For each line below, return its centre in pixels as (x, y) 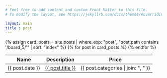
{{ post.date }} (24, 68)
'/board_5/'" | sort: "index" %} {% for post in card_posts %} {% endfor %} (81, 47)
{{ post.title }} (60, 68)
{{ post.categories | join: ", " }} (115, 68)
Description (60, 60)
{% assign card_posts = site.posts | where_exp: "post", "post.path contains (82, 42)
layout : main (19, 23)
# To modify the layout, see (35, 14)
